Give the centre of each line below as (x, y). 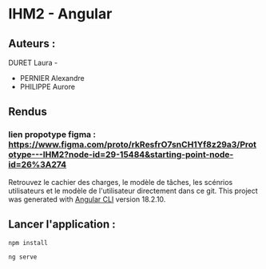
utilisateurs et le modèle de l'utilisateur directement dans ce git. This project (133, 191)
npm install (28, 243)
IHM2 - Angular (60, 14)
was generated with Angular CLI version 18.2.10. (87, 199)
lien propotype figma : (52, 134)
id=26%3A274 (38, 165)
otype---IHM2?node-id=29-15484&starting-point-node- (121, 155)
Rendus (28, 112)
